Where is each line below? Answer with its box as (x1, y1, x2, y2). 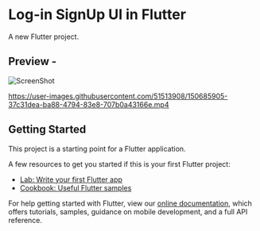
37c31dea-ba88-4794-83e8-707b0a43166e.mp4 (8, 99, 169, 109)
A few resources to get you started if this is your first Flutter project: (8, 159, 231, 168)
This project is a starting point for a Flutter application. (8, 144, 186, 153)
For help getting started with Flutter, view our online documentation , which (8, 198, 253, 208)
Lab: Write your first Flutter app (19, 175, 123, 184)
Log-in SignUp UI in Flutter (8, 6, 187, 24)
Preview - (8, 55, 57, 68)
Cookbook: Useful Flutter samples (19, 183, 132, 192)
